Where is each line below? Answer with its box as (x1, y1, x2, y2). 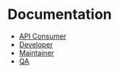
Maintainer (18, 48, 55, 57)
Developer (18, 39, 53, 49)
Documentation (7, 5, 113, 24)
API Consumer (18, 31, 67, 41)
